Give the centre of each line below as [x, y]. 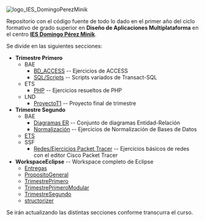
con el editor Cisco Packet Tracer [76, 155]
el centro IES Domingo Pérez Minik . [51, 34]
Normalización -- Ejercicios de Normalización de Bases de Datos [115, 129]
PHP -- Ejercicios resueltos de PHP [78, 90]
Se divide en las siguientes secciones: [54, 46]
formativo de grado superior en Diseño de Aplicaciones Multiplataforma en [102, 28]
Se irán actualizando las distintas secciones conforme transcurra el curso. [100, 212]
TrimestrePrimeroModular [57, 187]
